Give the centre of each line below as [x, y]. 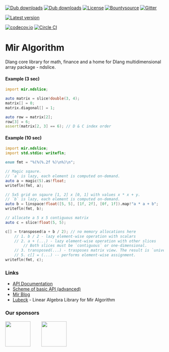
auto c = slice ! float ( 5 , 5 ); [36, 222]
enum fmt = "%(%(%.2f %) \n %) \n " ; [40, 162]
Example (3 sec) [23, 79]
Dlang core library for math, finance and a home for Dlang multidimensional [83, 62]
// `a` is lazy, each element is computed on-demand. [63, 176]
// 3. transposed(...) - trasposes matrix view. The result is [82, 250]
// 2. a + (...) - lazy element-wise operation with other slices [85, 241]
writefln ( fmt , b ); [24, 209]
